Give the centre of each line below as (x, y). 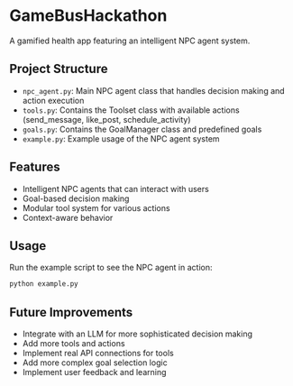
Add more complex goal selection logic (95, 363)
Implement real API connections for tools (98, 354)
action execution (53, 100)
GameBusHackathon (88, 16)
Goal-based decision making (76, 198)
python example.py (44, 284)
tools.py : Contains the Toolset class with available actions (131, 110)
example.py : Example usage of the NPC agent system (121, 138)
